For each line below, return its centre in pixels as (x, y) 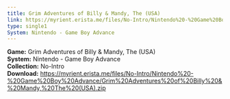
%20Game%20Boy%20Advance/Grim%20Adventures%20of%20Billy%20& (115, 81)
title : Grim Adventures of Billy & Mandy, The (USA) (84, 13)
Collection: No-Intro (36, 66)
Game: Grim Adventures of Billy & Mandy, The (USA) (81, 52)
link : (15, 20)
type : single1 (27, 26)
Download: (23, 74)
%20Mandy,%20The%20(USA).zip (56, 88)
